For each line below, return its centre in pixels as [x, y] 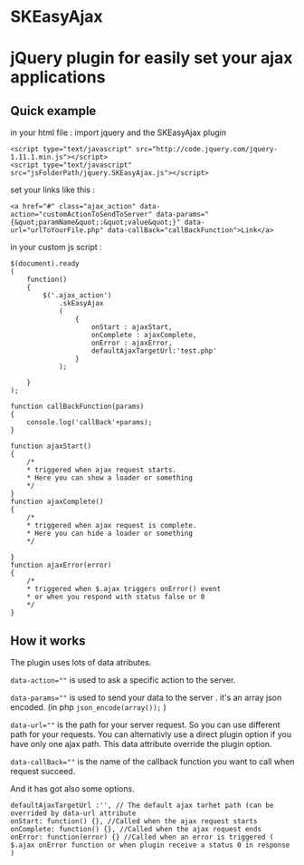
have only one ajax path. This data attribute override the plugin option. [141, 744]
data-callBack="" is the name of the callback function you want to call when [152, 762]
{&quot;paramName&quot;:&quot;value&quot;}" [95, 223]
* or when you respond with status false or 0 [116, 597]
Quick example [53, 111]
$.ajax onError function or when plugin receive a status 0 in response [150, 845]
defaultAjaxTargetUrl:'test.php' [154, 351]
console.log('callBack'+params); [90, 423]
